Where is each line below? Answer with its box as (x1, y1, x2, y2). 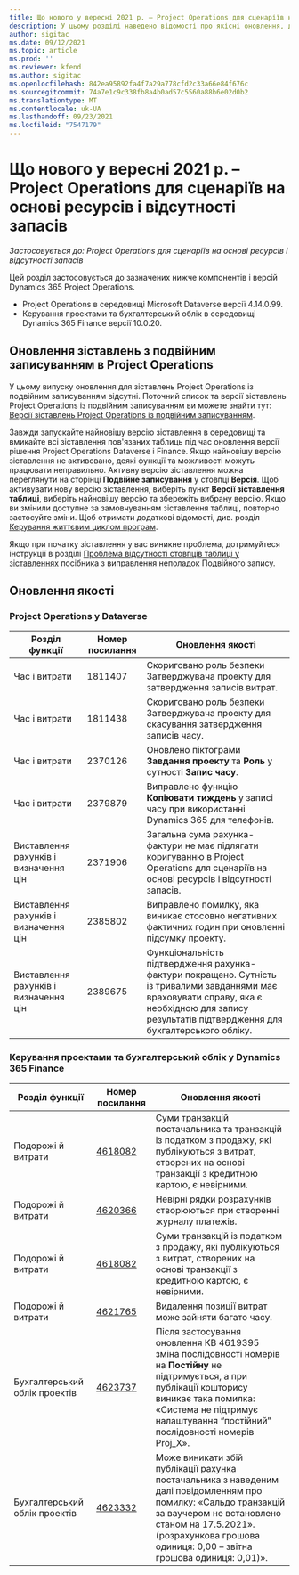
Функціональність (146, 946, 224, 959)
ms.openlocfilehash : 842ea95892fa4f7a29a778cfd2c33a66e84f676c (9, 79, 249, 88)
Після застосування (155, 1325, 242, 1337)
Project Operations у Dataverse (9, 610, 148, 623)
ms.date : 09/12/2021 (9, 37, 86, 47)
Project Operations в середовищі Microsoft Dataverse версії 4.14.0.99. (21, 298, 283, 309)
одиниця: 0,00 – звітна (155, 1540, 253, 1553)
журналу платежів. (155, 1215, 238, 1228)
